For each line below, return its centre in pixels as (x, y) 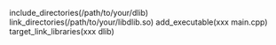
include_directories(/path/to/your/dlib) (79, 13)
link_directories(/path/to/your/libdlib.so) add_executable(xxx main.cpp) (138, 22)
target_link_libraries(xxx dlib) (62, 31)
